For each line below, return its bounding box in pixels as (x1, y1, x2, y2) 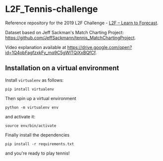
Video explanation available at (5, 44, 66, 50)
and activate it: (5, 113, 36, 119)
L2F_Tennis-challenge (5, 3, 98, 15)
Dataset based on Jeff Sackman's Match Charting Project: (5, 29, 124, 35)
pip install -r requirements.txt (5, 141, 74, 147)
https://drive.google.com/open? (67, 44, 132, 50)
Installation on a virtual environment (5, 64, 119, 72)
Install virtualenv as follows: (5, 77, 64, 83)
